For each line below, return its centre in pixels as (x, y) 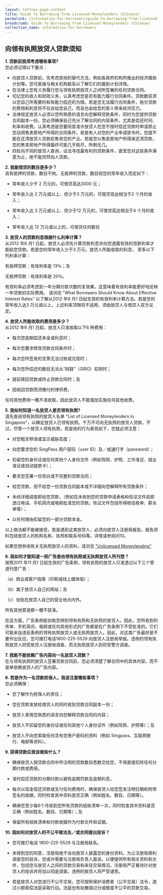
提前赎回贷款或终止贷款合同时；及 (46, 379)
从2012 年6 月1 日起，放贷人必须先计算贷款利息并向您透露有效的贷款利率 (78, 243)
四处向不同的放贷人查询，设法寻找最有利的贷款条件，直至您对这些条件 (82, 151)
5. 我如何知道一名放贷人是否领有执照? (43, 410)
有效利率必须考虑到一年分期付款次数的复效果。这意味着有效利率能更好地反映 (81, 286)
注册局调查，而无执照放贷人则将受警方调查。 (88, 645)
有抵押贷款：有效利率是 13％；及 (38, 266)
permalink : (16, 19)
